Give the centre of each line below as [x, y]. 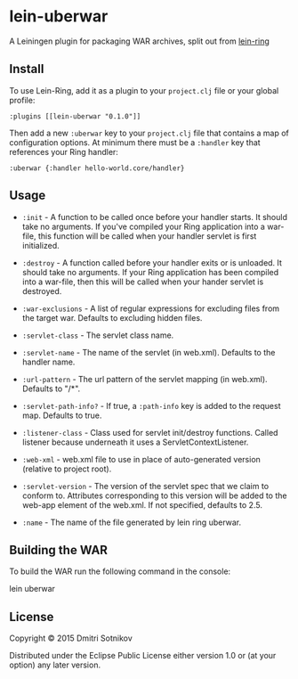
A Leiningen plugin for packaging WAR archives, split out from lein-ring [139, 41]
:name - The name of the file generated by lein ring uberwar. [132, 522]
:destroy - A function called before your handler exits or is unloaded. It [152, 262]
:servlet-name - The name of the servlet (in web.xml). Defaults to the [149, 352]
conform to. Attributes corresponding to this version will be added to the [154, 495]
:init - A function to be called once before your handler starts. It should [154, 217]
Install [27, 69]
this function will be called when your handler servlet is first [147, 236]
